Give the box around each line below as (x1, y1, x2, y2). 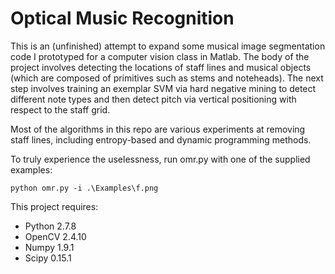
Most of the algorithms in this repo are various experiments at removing (10, 123, 306, 135)
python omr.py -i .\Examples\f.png (10, 183, 159, 193)
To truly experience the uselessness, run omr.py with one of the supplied (10, 153, 311, 165)
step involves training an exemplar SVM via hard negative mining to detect (10, 82, 317, 94)
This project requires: (10, 200, 99, 212)
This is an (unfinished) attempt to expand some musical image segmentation (10, 40, 326, 52)
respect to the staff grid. (10, 103, 111, 116)
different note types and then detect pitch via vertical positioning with (10, 93, 297, 105)
